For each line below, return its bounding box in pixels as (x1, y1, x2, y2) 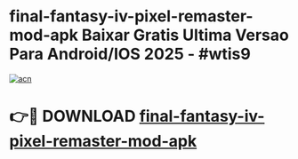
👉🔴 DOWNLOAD (9, 107, 136, 126)
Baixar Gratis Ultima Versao (81, 25, 289, 45)
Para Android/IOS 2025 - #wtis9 (9, 44, 251, 64)
